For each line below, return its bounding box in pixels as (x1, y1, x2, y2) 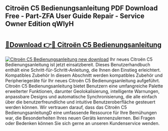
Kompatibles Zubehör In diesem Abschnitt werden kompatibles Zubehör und (5, 72, 163, 78)
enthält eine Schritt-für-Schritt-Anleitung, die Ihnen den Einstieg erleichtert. (5, 67, 161, 73)
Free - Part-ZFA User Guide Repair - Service (5, 12, 144, 21)
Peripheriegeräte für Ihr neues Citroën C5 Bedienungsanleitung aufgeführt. (5, 78, 160, 83)
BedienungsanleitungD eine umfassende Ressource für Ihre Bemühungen (5, 110, 157, 115)
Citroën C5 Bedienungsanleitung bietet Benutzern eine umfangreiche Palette (5, 83, 163, 89)
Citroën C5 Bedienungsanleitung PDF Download (5, 4, 158, 13)
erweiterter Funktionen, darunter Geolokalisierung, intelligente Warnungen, (5, 88, 160, 94)
